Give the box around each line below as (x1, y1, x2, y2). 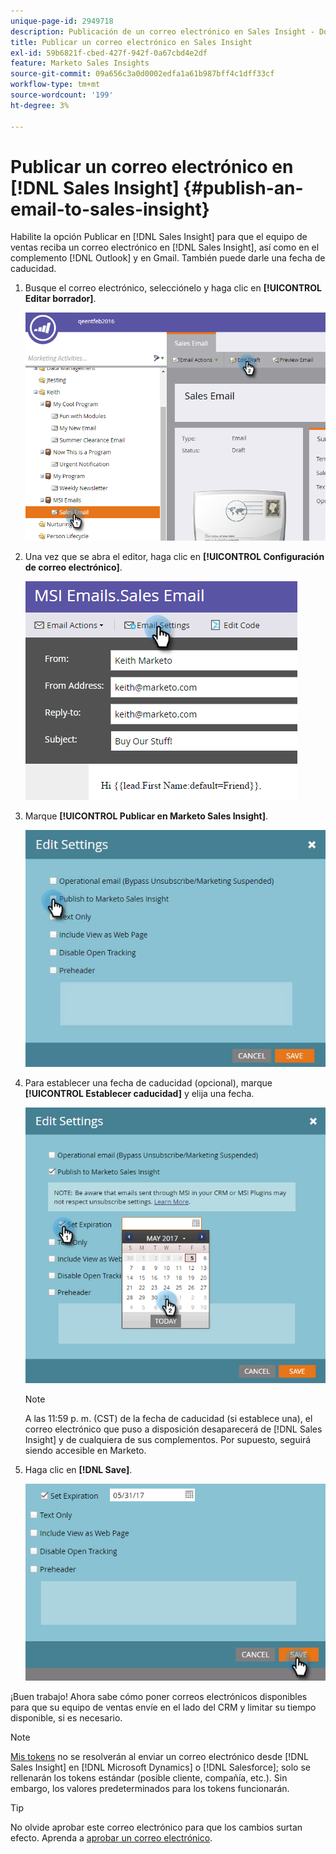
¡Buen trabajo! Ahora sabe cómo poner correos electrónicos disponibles (10, 1690, 308, 1702)
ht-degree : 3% (10, 100, 70, 110)
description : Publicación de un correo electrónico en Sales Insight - (10, 26, 315, 37)
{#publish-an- (183, 176, 304, 199)
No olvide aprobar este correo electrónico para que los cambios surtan (10, 1821, 303, 1833)
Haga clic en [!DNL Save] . (24, 1464, 133, 1476)
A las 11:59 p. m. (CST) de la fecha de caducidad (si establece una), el (24, 1413, 313, 1425)
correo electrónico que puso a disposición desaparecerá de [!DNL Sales (24, 1423, 323, 1435)
